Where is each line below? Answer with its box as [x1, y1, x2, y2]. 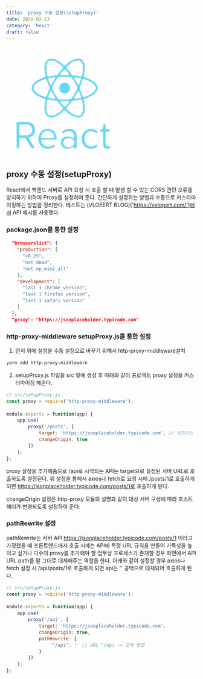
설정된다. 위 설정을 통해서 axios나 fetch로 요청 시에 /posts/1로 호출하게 [27, 475, 195, 482]
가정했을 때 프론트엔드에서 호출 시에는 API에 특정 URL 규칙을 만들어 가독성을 [6, 541, 186, 549]
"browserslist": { [11, 240, 59, 246]
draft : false [6, 29, 39, 35]
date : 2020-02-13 [6, 16, 50, 22]
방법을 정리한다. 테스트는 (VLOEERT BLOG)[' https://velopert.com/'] [27, 201, 190, 208]
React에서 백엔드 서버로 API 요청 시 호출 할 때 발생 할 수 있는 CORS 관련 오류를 [6, 186, 193, 193]
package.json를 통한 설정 [6, 225, 79, 234]
